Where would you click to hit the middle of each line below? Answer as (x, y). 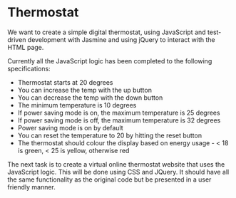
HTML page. (26, 47)
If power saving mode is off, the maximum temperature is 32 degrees (119, 120)
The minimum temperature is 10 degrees (77, 105)
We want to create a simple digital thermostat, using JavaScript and (107, 32)
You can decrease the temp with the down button (90, 98)
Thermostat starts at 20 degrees (65, 82)
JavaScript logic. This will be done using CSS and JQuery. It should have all (118, 172)
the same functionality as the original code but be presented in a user (109, 179)
